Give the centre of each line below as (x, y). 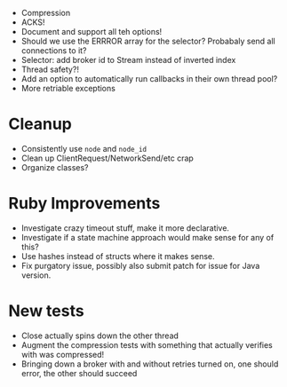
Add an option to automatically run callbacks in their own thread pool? (149, 79)
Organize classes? (55, 167)
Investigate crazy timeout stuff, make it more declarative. (125, 228)
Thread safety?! (50, 69)
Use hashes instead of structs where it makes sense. (118, 256)
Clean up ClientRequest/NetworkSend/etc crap (108, 158)
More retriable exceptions (68, 88)
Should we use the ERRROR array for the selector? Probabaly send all (148, 41)
